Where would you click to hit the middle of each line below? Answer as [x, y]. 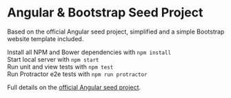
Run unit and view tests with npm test [60, 66]
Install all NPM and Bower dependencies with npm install [89, 52]
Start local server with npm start [53, 59]
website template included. [46, 38]
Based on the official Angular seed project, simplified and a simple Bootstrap [116, 32]
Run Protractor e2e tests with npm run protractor [77, 74]
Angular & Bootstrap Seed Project [105, 13]
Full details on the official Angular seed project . [74, 87]
